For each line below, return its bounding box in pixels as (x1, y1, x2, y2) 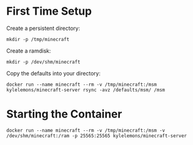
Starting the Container (6, 107, 122, 121)
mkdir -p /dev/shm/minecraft (6, 59, 81, 65)
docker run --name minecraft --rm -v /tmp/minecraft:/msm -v (6, 127, 166, 133)
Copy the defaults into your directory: (6, 69, 101, 77)
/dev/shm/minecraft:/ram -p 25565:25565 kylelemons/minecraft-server (6, 133, 188, 139)
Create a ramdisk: (6, 47, 51, 54)
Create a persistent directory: (6, 24, 81, 32)
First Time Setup (6, 4, 92, 18)
